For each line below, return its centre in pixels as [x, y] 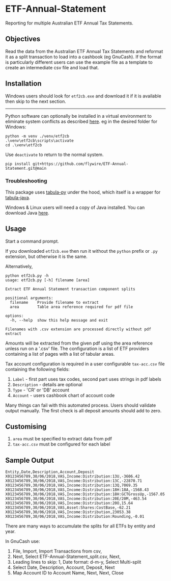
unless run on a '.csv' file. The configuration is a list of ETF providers [77, 348]
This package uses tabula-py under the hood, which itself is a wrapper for [83, 192]
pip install [18, 164]
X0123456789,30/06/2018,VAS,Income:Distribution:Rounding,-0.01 [75, 517]
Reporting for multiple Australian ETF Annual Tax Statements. [69, 23]
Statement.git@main [26, 168]
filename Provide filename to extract [54, 302]
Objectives [23, 39]
